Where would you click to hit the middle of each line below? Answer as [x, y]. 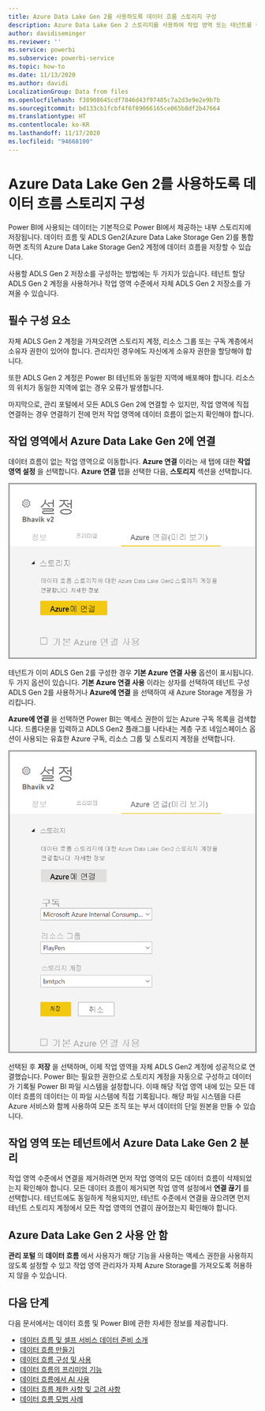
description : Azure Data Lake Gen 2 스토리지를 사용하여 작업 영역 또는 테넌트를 [130, 25]
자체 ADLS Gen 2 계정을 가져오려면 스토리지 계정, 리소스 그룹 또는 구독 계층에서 [131, 341]
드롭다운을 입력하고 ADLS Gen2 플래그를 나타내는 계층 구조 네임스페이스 [136, 729]
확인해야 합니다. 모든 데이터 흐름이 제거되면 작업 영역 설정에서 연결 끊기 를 [136, 1188]
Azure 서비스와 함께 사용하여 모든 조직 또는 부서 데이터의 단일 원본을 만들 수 [125, 1106]
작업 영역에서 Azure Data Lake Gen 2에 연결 [112, 441]
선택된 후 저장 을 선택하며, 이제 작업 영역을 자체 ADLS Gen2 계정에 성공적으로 [128, 1066]
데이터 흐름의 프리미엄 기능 [61, 1370]
